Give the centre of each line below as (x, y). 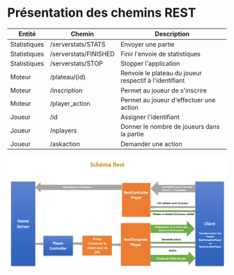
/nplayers (63, 130)
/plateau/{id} (68, 77)
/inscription (66, 90)
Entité (27, 34)
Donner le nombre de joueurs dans (170, 127)
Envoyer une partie (148, 44)
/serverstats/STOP (76, 63)
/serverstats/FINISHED (82, 54)
